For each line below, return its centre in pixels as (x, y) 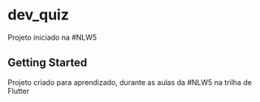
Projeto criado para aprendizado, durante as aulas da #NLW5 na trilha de (130, 82)
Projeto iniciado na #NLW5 (52, 37)
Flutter (19, 91)
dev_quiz (39, 15)
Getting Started (48, 63)
